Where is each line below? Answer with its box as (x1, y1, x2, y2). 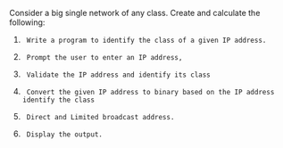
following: (9, 17, 46, 28)
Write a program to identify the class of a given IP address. (26, 36, 267, 45)
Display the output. (26, 130, 103, 139)
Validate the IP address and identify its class (26, 70, 212, 79)
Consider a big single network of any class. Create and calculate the (9, 8, 261, 18)
